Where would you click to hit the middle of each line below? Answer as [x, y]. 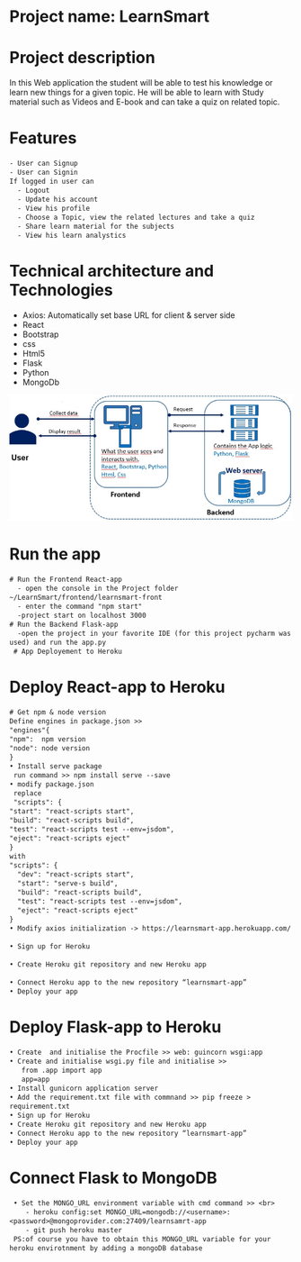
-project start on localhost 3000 [82, 615]
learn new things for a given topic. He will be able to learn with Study [137, 93]
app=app [35, 1079]
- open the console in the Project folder [98, 588]
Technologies [62, 291]
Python [35, 372]
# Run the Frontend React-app [66, 579]
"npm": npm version [48, 739]
